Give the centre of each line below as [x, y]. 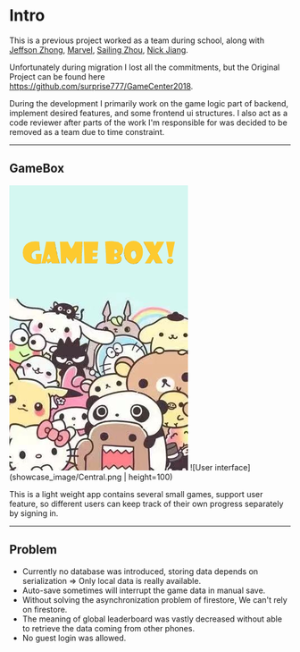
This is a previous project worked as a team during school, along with [137, 40]
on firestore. [45, 609]
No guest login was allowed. [74, 638]
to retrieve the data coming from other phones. [108, 628]
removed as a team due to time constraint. [87, 131]
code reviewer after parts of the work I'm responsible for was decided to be [148, 123]
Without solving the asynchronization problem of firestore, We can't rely [154, 599]
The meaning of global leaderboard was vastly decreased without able [152, 619]
